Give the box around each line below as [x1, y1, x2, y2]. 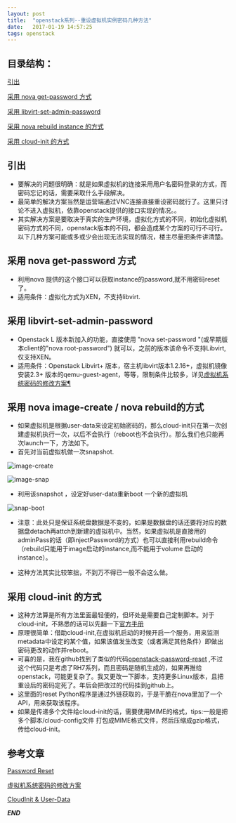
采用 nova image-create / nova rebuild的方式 [7, 401, 204, 413]
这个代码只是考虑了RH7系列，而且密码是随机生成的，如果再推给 [17, 664, 202, 672]
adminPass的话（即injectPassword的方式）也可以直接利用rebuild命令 [17, 536, 218, 544]
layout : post [7, 10, 46, 18]
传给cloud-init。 [17, 725, 65, 734]
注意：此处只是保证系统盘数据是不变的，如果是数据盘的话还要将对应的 [17, 518, 221, 527]
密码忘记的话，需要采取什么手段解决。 [17, 188, 129, 197]
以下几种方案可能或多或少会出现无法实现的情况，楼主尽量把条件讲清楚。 [17, 232, 227, 241]
